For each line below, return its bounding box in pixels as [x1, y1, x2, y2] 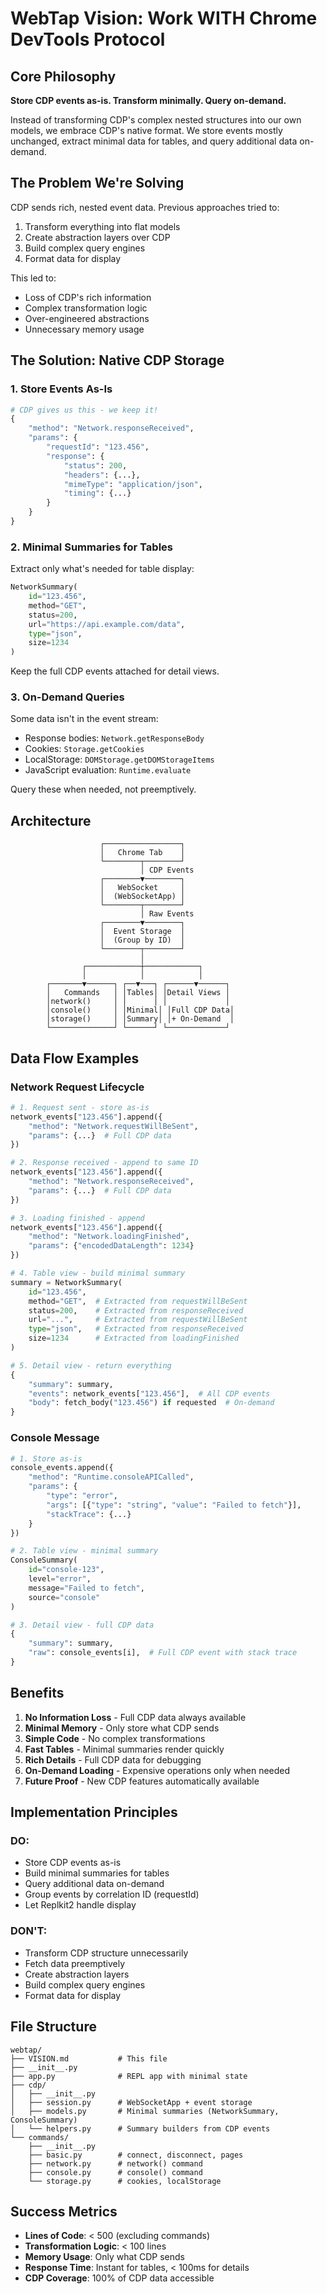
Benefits [10, 1685, 65, 1702]
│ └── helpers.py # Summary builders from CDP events [10, 2123, 271, 2134]
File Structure [10, 2018, 97, 2036]
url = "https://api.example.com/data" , [28, 619, 186, 629]
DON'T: [10, 1924, 48, 1938]
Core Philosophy [10, 68, 117, 85]
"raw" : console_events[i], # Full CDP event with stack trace [28, 1648, 298, 1658]
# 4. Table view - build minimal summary [10, 1268, 186, 1279]
